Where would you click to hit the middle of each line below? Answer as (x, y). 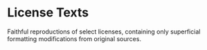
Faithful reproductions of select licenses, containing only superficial (104, 32)
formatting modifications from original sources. (74, 38)
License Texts (48, 13)
